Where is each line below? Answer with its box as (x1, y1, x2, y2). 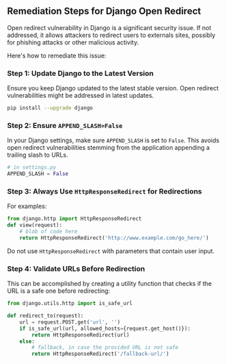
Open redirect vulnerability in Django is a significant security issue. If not (7, 23, 212, 31)
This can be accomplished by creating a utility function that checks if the (7, 280, 212, 288)
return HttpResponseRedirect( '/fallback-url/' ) (31, 350, 169, 358)
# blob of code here (19, 229, 78, 235)
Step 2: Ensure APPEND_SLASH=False (7, 120, 123, 130)
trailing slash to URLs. (7, 151, 68, 159)
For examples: (7, 202, 47, 211)
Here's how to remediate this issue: (7, 51, 107, 60)
